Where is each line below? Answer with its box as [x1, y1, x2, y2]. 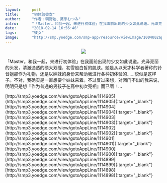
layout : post [5, 7, 41, 12]
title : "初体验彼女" [5, 12, 55, 17]
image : [5, 35, 19, 40]
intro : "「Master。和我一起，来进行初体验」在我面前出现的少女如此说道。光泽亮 [5, 21, 163, 26]
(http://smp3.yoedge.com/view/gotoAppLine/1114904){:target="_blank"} [5, 109, 153, 115]
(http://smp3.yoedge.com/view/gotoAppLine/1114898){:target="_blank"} [5, 172, 153, 178]
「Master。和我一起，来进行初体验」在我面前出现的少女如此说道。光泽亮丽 [5, 58, 159, 64]
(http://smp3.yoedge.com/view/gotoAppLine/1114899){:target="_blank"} [5, 162, 153, 168]
